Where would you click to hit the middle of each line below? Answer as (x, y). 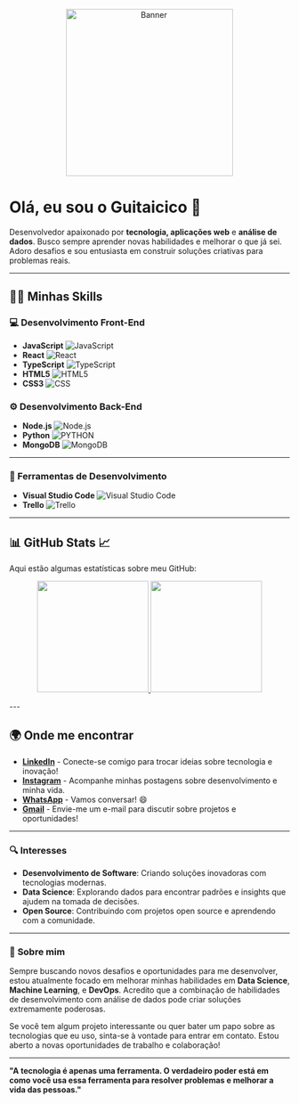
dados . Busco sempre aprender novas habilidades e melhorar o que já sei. (145, 241)
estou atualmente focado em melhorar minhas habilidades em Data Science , (149, 981)
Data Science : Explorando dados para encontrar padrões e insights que (154, 892)
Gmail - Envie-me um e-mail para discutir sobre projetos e (129, 809)
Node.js (37, 425)
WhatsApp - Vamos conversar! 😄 (85, 799)
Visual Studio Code (58, 495)
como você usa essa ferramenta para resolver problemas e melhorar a (141, 1080)
